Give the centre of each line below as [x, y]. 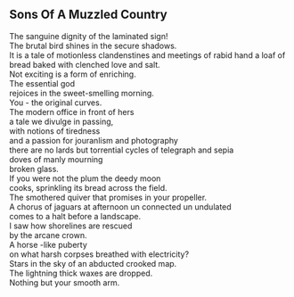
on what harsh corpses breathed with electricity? [99, 254]
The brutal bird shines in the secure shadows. [93, 45]
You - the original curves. [56, 103]
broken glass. [34, 169]
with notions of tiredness [55, 131]
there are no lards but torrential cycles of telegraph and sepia [122, 150]
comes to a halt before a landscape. [75, 216]
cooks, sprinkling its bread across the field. [88, 187]
